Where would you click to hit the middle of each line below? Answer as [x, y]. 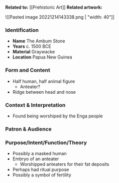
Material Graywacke [34, 52]
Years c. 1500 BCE [32, 46]
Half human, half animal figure [44, 81]
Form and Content [28, 70]
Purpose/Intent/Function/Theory [46, 142]
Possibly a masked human [39, 154]
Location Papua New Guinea [42, 57]
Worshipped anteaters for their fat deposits [65, 164]
